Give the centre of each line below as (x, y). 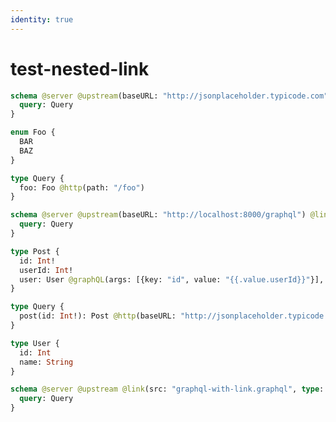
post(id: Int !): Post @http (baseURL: (98, 316)
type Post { (35, 251)
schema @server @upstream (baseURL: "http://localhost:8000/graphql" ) (158, 215)
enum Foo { (33, 132)
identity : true (42, 19)
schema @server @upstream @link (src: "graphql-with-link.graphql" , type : (167, 389)
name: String (46, 362)
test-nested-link (80, 68)
